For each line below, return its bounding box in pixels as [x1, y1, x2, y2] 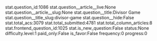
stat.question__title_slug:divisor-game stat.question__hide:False [5, 15, 134, 20]
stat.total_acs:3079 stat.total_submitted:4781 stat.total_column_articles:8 [5, 20, 153, 26]
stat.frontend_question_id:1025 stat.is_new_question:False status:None [5, 25, 149, 31]
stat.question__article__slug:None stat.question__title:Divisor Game [5, 9, 141, 15]
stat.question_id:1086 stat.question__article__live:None [5, 4, 116, 10]
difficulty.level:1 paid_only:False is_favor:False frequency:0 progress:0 [5, 31, 148, 36]
